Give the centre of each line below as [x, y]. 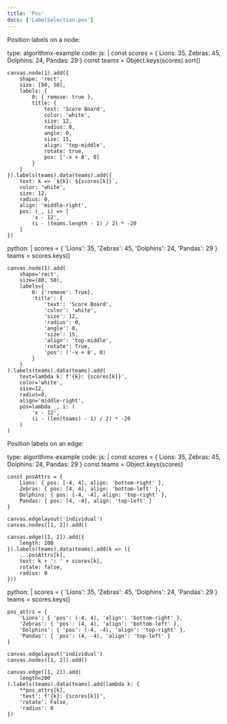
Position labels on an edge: [45, 443]
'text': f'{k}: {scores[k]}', [63, 696]
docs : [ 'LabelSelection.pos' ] [51, 20]
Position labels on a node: [44, 39]
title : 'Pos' [26, 13]
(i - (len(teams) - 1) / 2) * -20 [81, 418]
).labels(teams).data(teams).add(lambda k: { [73, 684]
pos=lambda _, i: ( [47, 407]
